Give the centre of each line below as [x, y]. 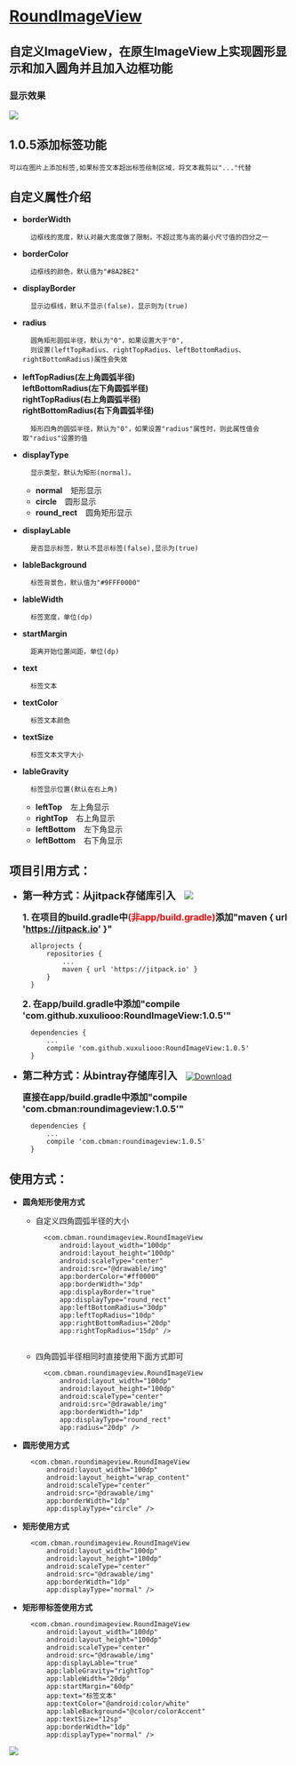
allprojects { [56, 946]
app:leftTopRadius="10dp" [107, 1316]
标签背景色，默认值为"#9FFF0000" [85, 583]
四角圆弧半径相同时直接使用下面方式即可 [109, 1356]
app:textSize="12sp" [84, 1720]
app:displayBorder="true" [107, 1292]
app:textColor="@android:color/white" [118, 1704]
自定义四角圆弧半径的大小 [82, 1221]
